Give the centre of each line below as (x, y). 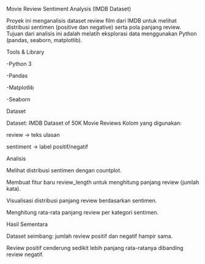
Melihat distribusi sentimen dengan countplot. (64, 170)
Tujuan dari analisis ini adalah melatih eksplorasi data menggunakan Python (102, 34)
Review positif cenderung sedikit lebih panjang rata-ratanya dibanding (95, 248)
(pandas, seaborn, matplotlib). (44, 40)
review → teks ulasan (33, 135)
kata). (14, 189)
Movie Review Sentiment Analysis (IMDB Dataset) (69, 9)
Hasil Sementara (27, 224)
